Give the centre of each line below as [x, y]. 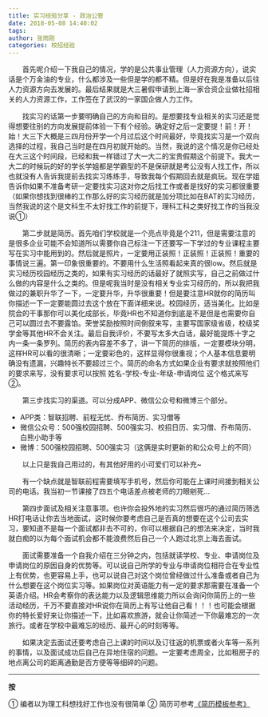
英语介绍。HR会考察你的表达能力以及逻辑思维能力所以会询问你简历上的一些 [132, 595]
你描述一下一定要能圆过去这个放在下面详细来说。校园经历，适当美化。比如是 [134, 303]
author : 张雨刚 [32, 38]
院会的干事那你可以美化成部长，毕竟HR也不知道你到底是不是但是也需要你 [128, 314]
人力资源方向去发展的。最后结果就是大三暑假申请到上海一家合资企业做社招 [130, 90]
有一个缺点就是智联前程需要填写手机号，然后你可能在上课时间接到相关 [138, 482]
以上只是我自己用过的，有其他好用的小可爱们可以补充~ [112, 464]
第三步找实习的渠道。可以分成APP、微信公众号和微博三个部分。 [127, 400]
